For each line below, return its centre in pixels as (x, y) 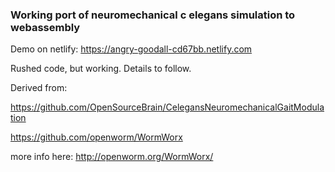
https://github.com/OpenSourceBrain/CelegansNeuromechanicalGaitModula (167, 107)
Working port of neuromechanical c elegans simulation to (153, 15)
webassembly (45, 27)
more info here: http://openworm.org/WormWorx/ (112, 157)
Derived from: (39, 88)
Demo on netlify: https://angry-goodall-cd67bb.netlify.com (131, 49)
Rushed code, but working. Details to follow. (101, 69)
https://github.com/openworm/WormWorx (96, 137)
